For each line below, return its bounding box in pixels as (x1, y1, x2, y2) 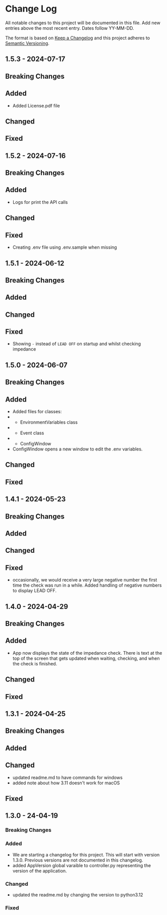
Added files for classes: (12, 409, 62, 415)
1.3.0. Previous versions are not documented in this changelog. (12, 857, 143, 863)
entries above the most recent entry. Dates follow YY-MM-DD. (5, 25, 135, 31)
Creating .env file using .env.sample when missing (12, 244, 117, 250)
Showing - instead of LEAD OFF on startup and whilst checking (12, 341, 141, 347)
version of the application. (12, 868, 67, 874)
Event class (20, 430, 44, 436)
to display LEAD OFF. (12, 588, 57, 594)
